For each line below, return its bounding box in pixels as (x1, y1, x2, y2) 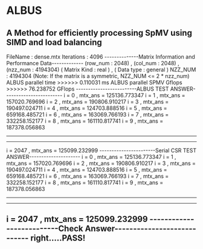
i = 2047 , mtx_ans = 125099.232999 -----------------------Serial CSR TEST (6, 147, 197, 154)
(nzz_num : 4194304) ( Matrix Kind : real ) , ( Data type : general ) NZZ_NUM (6, 66, 196, 73)
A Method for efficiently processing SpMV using (6, 28, 192, 38)
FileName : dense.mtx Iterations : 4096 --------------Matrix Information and (6, 53, 195, 60)
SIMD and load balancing (6, 37, 102, 47)
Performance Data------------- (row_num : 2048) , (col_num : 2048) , (6, 60, 179, 66)
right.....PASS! (30, 233, 86, 244)
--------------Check (6, 224, 83, 234)
